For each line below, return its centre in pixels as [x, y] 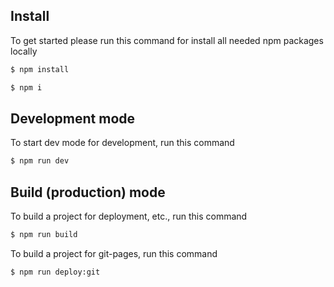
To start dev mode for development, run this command [122, 143]
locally [24, 51]
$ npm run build [44, 235]
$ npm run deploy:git [55, 272]
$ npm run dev [40, 161]
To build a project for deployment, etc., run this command [129, 216]
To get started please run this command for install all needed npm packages [167, 40]
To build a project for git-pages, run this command [114, 253]
